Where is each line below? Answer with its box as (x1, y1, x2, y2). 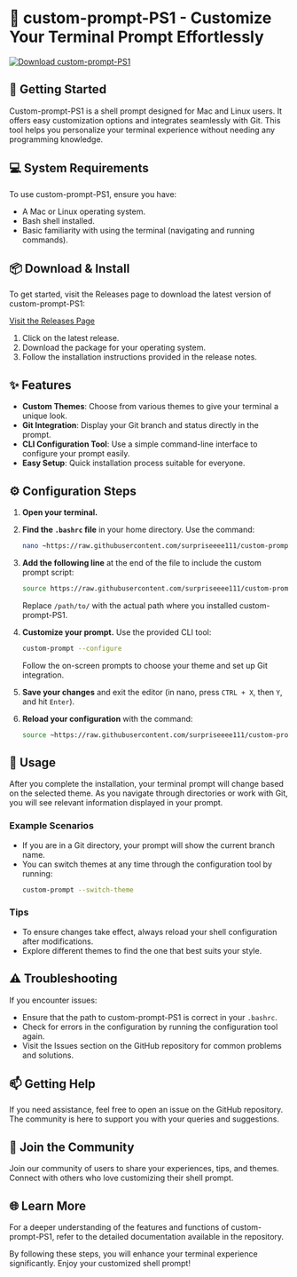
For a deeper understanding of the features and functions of (9, 1222, 230, 1233)
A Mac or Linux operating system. (21, 206, 146, 217)
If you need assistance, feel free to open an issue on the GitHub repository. (9, 1105, 284, 1115)
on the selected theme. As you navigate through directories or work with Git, (9, 788, 288, 798)
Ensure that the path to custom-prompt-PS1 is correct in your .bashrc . (21, 1011, 277, 1022)
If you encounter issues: (9, 995, 98, 1005)
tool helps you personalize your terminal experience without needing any (9, 124, 276, 135)
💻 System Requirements (9, 161, 149, 176)
